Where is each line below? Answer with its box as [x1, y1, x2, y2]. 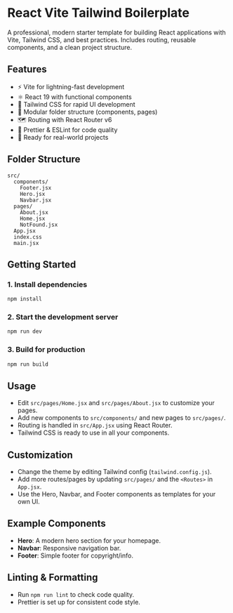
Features [7, 63, 47, 75]
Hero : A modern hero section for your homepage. [17, 536, 161, 545]
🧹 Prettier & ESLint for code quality [17, 125, 118, 134]
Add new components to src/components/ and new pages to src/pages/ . [17, 414, 226, 422]
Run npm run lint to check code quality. [17, 590, 135, 598]
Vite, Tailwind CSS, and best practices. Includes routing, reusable [7, 35, 197, 44]
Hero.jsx [20, 190, 46, 197]
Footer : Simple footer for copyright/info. [17, 551, 133, 560]
